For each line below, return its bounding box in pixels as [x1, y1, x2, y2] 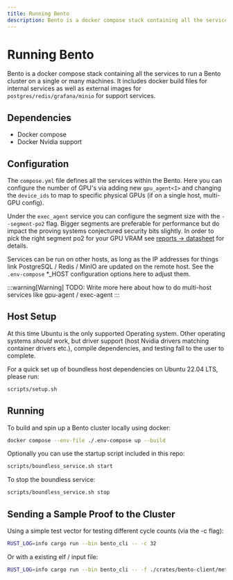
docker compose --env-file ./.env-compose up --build [7, 437, 166, 444]
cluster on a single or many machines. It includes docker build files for [7, 77, 208, 86]
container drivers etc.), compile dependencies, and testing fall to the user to [7, 344, 224, 352]
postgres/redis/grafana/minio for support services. [7, 92, 156, 100]
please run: [7, 372, 40, 380]
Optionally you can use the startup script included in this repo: [7, 449, 185, 458]
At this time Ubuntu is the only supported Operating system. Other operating [7, 329, 225, 337]
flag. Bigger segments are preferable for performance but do [46, 220, 220, 228]
